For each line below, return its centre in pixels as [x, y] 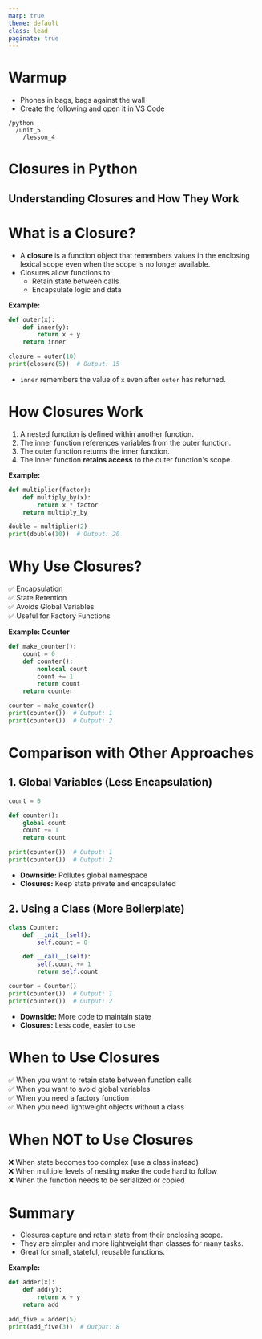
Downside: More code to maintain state [85, 1016]
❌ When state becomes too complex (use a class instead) [103, 1162]
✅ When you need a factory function [69, 1097]
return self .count [68, 972]
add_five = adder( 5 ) [43, 1319]
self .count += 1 [64, 964]
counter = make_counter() [51, 706]
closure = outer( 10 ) [43, 357]
